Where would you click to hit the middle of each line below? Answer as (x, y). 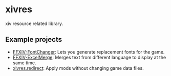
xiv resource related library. (34, 23)
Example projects (34, 40)
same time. (24, 63)
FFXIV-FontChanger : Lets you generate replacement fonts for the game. (89, 52)
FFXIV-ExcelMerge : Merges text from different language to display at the (89, 57)
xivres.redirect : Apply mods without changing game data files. (78, 68)
